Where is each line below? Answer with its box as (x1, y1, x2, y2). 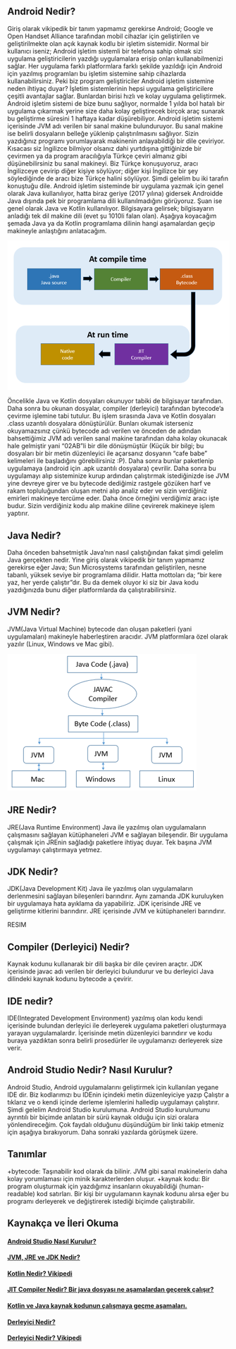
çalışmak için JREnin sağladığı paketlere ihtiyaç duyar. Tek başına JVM (7, 838, 213, 846)
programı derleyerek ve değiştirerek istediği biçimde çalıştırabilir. (7, 1197, 195, 1205)
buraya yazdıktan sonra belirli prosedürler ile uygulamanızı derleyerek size (7, 1036, 223, 1045)
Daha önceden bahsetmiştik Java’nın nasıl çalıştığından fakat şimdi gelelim (7, 548, 224, 556)
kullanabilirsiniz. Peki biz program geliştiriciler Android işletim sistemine (7, 77, 215, 85)
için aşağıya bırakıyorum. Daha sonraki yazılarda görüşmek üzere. (7, 1128, 199, 1136)
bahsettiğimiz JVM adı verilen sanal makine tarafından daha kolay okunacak (7, 434, 228, 443)
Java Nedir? (7, 529, 61, 541)
